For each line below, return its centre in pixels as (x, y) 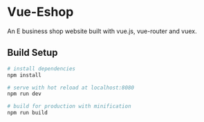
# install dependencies (41, 69)
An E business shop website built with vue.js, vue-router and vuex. (102, 31)
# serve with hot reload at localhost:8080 (71, 88)
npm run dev (24, 94)
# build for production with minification (69, 106)
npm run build (28, 113)
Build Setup (33, 53)
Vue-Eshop (40, 12)
